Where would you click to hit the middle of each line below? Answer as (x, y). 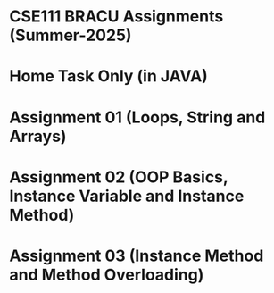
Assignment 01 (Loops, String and (137, 117)
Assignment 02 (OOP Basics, (119, 177)
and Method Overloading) (107, 275)
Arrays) (38, 136)
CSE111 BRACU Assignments (116, 17)
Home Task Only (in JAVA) (108, 76)
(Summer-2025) (71, 35)
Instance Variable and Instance (127, 196)
